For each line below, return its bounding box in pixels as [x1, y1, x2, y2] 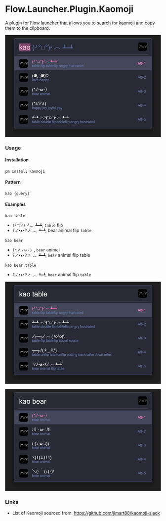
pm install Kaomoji [5, 169, 45, 174]
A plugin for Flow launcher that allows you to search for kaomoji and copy [5, 20, 155, 26]
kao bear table [5, 263, 37, 268]
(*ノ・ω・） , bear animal [12, 247, 60, 253]
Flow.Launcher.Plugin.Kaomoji [5, 3, 134, 15]
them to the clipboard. [5, 25, 50, 31]
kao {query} [5, 191, 30, 196]
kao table [5, 214, 26, 219]
